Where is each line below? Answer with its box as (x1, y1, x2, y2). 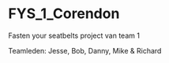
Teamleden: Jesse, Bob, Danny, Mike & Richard (8, 46, 162, 55)
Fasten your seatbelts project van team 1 (8, 31, 141, 40)
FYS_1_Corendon (8, 5, 120, 23)
